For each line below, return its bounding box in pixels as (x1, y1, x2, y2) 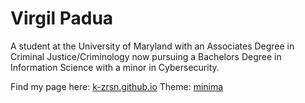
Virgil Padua (10, 7, 114, 30)
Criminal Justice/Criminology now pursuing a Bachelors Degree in (10, 50, 282, 62)
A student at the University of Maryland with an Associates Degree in (10, 40, 295, 52)
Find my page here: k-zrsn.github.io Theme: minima (10, 80, 224, 92)
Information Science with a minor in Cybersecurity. (10, 61, 220, 73)
